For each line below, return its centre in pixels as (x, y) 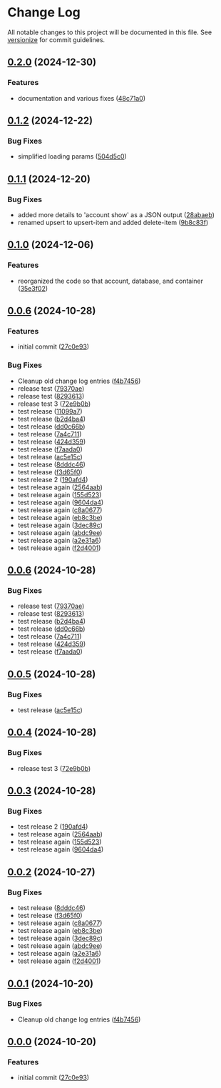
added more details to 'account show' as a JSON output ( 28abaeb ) (116, 215)
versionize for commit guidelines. (56, 39)
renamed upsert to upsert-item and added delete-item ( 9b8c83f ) (113, 223)
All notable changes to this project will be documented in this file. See (110, 32)
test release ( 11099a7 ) (50, 411)
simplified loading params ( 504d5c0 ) (72, 156)
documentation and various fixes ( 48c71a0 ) (82, 98)
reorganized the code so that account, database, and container (110, 281)
